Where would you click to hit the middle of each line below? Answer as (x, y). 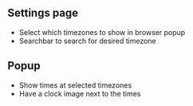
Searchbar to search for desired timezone (87, 41)
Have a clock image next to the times (80, 93)
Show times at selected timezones (75, 85)
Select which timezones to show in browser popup (102, 32)
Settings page (43, 13)
